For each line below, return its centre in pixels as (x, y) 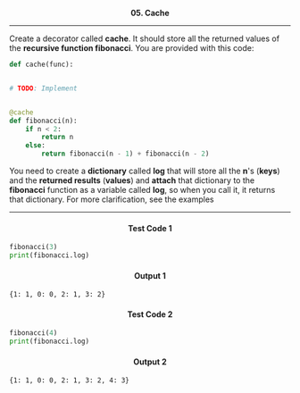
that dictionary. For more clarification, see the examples (112, 199)
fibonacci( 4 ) (33, 333)
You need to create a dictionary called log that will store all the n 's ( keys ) (145, 171)
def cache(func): (42, 64)
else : (36, 146)
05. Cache (150, 13)
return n (58, 138)
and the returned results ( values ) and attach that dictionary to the (132, 180)
